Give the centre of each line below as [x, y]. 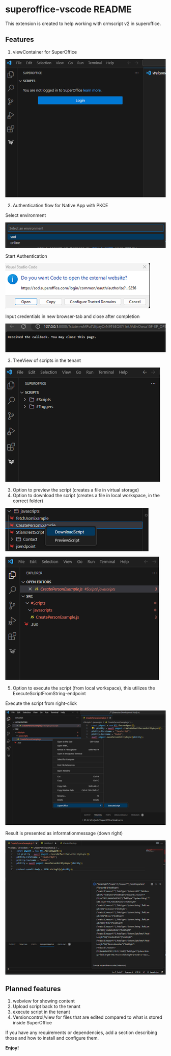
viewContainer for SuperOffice [45, 52]
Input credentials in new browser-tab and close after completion [73, 316]
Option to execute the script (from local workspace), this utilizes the [84, 688]
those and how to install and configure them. [52, 1038]
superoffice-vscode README [69, 9]
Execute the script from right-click [41, 703]
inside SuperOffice [32, 1023]
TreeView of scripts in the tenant [47, 360]
